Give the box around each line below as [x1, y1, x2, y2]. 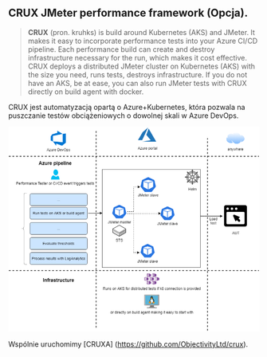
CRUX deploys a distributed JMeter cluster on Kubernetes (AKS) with [27, 61, 256, 71]
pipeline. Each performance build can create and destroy [27, 44, 215, 54]
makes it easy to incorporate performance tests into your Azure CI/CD [27, 36, 258, 45]
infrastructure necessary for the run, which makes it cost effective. [27, 53, 247, 62]
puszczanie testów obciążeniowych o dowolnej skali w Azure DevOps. [8, 111, 239, 120]
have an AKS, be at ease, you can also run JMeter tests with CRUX [27, 78, 247, 88]
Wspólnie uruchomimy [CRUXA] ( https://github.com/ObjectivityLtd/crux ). [8, 339, 249, 349]
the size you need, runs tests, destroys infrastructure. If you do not [27, 69, 248, 79]
